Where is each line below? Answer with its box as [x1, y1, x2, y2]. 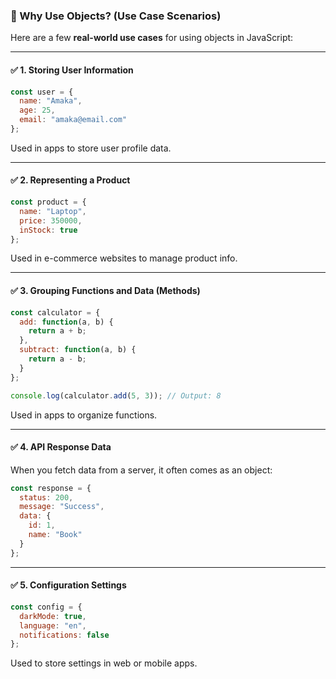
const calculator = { [10, 307, 101, 318]
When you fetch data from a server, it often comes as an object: [10, 464, 273, 476]
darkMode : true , [19, 611, 87, 621]
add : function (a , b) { [19, 317, 114, 327]
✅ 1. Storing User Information [10, 64, 134, 76]
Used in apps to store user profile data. [10, 142, 172, 154]
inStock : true [19, 225, 78, 235]
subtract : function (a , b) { [19, 345, 137, 355]
